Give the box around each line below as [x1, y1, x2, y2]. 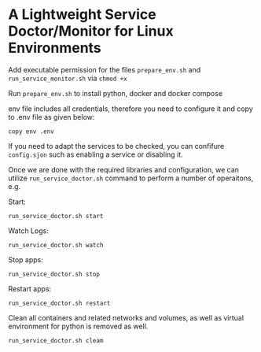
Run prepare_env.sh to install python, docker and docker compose [8, 88, 222, 98]
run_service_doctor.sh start [8, 212, 104, 220]
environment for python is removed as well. [8, 321, 149, 331]
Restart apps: [8, 283, 52, 293]
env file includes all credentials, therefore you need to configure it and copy [8, 104, 253, 113]
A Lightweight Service [8, 6, 156, 24]
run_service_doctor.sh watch [8, 241, 104, 249]
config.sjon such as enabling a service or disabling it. [8, 150, 183, 159]
